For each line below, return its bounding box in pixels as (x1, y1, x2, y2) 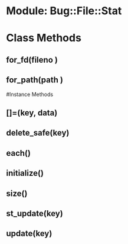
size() (6, 188, 28, 198)
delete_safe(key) (6, 128, 70, 138)
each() (6, 148, 31, 158)
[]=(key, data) (6, 108, 58, 118)
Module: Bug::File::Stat (6, 4, 122, 18)
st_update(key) (6, 208, 63, 219)
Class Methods (6, 31, 81, 45)
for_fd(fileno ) (6, 54, 58, 65)
